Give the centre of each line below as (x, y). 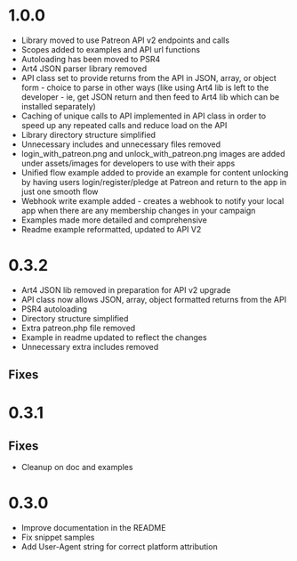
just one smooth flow (60, 191)
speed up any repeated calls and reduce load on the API (124, 125)
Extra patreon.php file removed (78, 328)
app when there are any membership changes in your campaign (138, 210)
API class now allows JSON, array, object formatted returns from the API (153, 299)
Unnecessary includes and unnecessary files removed (121, 144)
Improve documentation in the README (93, 528)
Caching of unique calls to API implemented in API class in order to (144, 116)
